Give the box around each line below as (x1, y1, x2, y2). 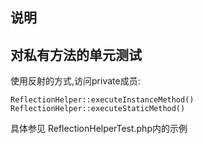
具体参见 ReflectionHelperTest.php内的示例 (10, 123, 188, 135)
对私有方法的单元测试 (10, 46, 142, 63)
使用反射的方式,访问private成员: (10, 75, 141, 87)
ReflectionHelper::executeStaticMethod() (10, 104, 186, 114)
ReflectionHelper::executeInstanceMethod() (10, 95, 195, 105)
